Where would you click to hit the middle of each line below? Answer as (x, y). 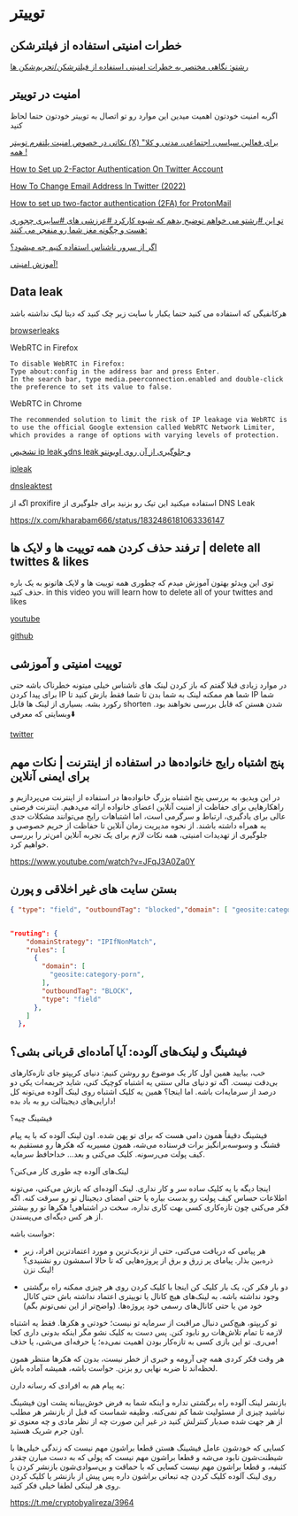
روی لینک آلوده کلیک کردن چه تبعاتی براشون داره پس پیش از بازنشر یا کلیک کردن (143, 1476)
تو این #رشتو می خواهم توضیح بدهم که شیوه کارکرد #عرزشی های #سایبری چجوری (147, 220)
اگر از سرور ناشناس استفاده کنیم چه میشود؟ (84, 247)
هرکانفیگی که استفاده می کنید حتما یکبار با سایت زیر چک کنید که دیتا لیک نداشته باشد (148, 313)
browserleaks (35, 330)
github (22, 636)
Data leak (37, 292)
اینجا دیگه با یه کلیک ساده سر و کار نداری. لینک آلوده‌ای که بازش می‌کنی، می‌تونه (140, 1189)
